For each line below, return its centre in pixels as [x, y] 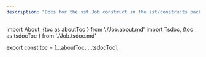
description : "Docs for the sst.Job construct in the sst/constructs [97, 12]
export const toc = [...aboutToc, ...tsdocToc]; [63, 47]
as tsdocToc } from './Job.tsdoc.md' [51, 35]
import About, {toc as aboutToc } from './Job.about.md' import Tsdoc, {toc [100, 29]
